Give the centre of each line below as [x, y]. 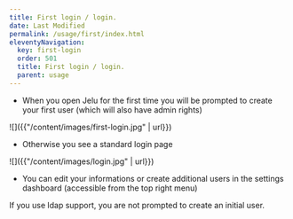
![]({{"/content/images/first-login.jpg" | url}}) [91, 127]
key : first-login [49, 51]
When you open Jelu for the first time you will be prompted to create [147, 100]
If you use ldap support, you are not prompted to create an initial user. [137, 205]
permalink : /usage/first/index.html [77, 34]
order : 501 [37, 59]
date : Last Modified [48, 26]
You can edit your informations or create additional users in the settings [153, 178]
